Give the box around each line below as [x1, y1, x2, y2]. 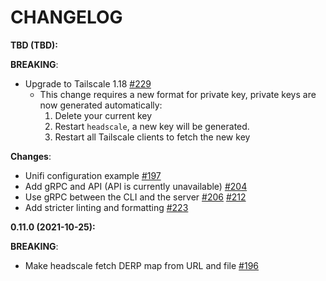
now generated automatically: [39, 99, 163, 111]
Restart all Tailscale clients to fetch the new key [54, 131, 251, 143]
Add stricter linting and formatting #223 [24, 201, 189, 213]
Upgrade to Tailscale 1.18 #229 [24, 77, 152, 90]
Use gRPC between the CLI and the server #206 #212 [24, 191, 247, 203]
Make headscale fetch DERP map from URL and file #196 [24, 259, 260, 271]
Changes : [10, 150, 52, 162]
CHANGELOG [10, 6, 123, 29]
